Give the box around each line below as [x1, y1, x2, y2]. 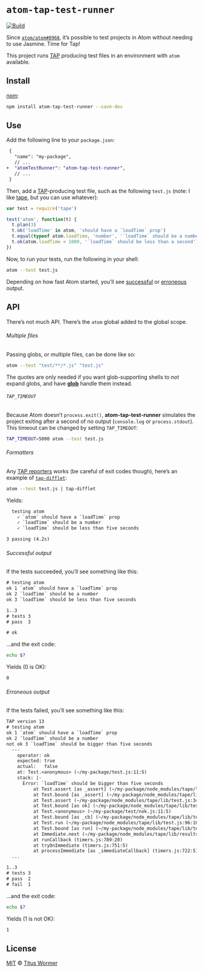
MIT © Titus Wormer [6, 959, 58, 967]
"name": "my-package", [14, 154, 71, 160]
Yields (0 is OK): [6, 663, 47, 671]
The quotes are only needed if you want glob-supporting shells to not [6, 373, 179, 381]
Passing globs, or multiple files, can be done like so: [6, 350, 136, 358]
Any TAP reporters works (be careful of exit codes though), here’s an [6, 467, 178, 475]
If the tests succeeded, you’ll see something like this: [6, 568, 138, 576]
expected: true [17, 758, 56, 764]
